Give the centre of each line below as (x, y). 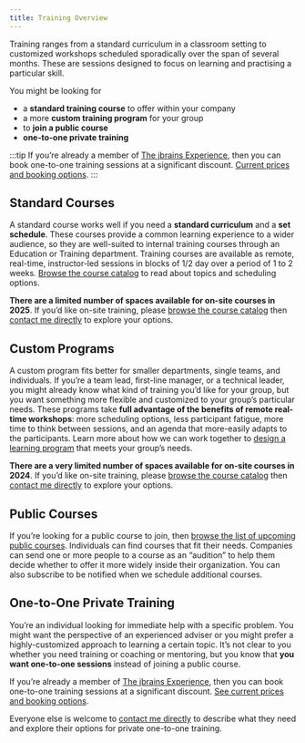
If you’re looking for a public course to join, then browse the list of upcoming (152, 536)
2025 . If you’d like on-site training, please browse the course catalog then (148, 310)
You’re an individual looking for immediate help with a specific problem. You (152, 624)
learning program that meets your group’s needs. (101, 449)
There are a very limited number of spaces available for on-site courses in (152, 466)
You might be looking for (56, 90)
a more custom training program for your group (113, 118)
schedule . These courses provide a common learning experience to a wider (152, 234)
